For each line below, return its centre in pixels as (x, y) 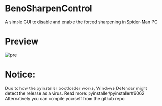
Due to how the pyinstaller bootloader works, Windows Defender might (76, 88)
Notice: (20, 75)
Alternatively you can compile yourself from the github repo (65, 98)
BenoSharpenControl (49, 9)
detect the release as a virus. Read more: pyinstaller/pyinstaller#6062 (75, 93)
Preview (22, 42)
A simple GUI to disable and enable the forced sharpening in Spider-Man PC (81, 22)
